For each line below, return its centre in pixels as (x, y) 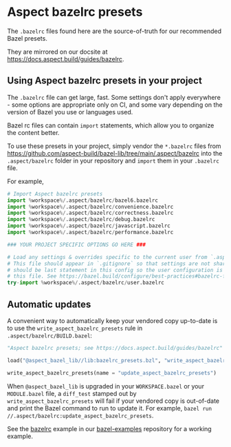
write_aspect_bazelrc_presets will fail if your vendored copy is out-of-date (113, 401)
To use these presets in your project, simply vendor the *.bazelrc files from (114, 146)
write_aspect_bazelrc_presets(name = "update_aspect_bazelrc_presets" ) (112, 373)
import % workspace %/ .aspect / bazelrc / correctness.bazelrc (90, 213)
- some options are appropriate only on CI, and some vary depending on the (115, 105)
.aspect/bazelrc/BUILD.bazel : (50, 335)
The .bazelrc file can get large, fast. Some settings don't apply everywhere (114, 97)
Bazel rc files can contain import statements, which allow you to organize (111, 125)
